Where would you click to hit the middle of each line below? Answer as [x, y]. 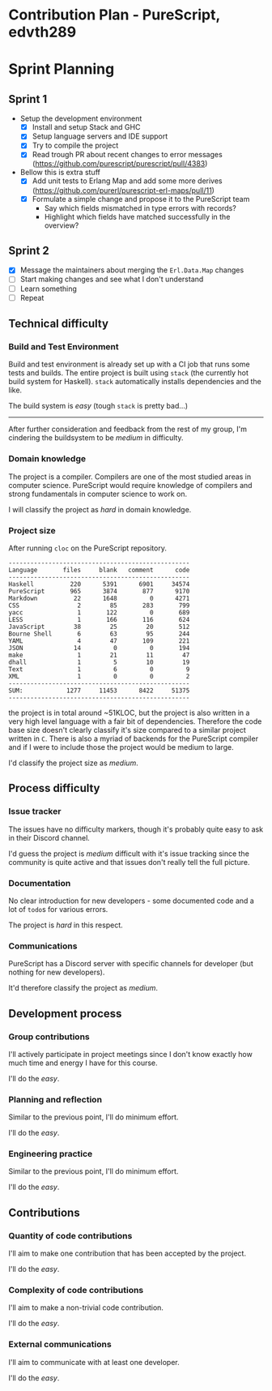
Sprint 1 [28, 99]
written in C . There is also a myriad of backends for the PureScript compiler [134, 738]
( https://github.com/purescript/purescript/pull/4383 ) [120, 164]
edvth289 [42, 32]
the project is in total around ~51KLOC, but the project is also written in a [129, 713]
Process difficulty [54, 788]
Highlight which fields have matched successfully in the [137, 216]
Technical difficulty [59, 324]
